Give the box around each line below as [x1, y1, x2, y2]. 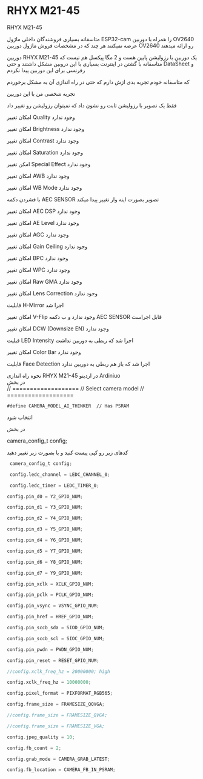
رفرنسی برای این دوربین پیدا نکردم [7, 66, 85, 73]
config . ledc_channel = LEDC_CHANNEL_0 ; [9, 471, 111, 478]
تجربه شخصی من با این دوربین [7, 90, 75, 97]
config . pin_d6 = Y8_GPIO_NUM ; [7, 559, 84, 565]
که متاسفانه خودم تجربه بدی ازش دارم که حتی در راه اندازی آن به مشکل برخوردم [7, 78, 190, 85]
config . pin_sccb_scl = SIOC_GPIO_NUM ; [7, 635, 105, 641]
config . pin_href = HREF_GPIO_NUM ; [7, 614, 95, 620]
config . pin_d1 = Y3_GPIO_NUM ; [7, 504, 84, 510]
